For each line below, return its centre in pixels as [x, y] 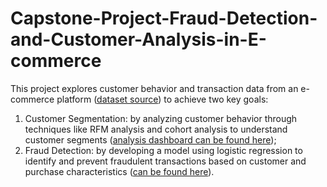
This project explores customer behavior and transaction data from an [154, 88]
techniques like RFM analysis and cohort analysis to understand [156, 129]
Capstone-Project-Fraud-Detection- [164, 18]
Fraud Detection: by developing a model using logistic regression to [163, 150]
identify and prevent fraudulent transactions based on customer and [165, 161]
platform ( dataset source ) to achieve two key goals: [162, 99]
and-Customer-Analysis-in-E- [138, 39]
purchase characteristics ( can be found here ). [119, 171]
